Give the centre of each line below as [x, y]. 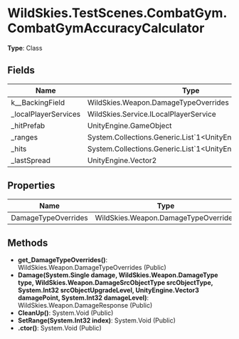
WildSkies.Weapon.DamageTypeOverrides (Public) [92, 268]
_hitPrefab [28, 125]
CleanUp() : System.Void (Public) [65, 313]
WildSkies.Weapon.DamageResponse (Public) [85, 306]
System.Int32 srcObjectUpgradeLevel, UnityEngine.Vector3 [108, 291]
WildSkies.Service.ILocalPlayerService [152, 114]
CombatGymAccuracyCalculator [106, 28]
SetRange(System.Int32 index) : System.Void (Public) [96, 320]
